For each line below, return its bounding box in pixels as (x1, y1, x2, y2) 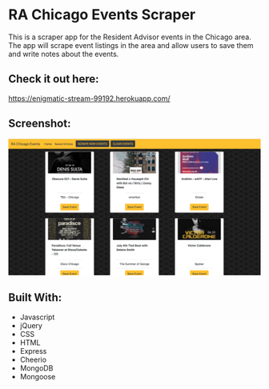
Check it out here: (8, 72, 99, 86)
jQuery (19, 320, 42, 330)
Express (19, 346, 47, 355)
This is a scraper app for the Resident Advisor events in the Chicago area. (8, 32, 252, 42)
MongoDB (19, 363, 54, 373)
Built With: (8, 291, 62, 305)
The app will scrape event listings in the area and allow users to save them (8, 40, 254, 50)
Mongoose (19, 371, 56, 381)
